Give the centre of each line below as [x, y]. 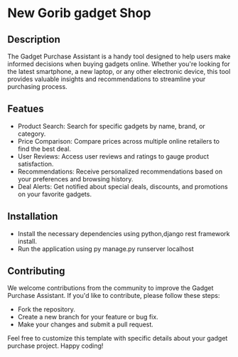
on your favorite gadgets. [55, 194]
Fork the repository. [47, 309]
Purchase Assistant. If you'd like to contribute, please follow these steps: [114, 296]
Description [34, 39]
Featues [26, 109]
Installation [33, 217]
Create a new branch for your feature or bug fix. [88, 317]
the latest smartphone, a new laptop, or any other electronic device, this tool [119, 71]
